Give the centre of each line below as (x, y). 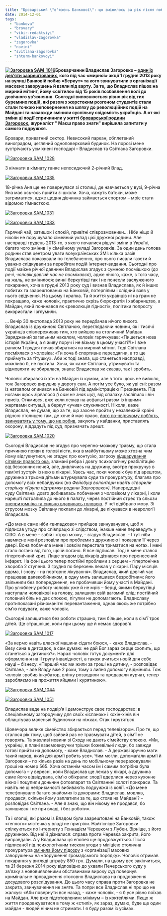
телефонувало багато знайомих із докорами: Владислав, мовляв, (75, 793)
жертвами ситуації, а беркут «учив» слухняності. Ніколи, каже (72, 405)
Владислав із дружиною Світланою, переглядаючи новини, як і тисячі (80, 326)
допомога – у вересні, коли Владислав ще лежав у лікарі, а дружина (78, 772)
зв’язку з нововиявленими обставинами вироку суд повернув (71, 871)
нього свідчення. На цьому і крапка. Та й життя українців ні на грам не (81, 296)
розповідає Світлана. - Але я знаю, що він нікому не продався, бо (75, 803)
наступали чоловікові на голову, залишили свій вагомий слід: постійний (82, 593)
